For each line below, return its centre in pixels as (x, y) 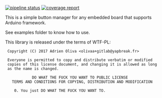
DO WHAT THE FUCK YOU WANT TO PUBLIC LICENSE (80, 77)
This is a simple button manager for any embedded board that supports (79, 17)
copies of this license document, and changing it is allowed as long (82, 64)
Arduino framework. (26, 23)
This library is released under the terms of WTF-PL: (58, 42)
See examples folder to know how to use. (48, 32)
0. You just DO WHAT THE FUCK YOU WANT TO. (60, 90)
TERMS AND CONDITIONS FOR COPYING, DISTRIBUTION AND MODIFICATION (82, 82)
